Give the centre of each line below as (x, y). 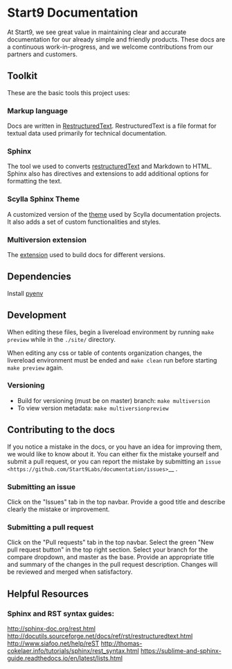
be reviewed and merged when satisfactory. (70, 572)
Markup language (37, 110)
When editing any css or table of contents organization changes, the (105, 353)
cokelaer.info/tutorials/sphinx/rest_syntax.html (73, 650)
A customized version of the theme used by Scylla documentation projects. (114, 214)
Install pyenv (25, 293)
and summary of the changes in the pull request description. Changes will (113, 565)
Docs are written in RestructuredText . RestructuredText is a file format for (112, 126)
